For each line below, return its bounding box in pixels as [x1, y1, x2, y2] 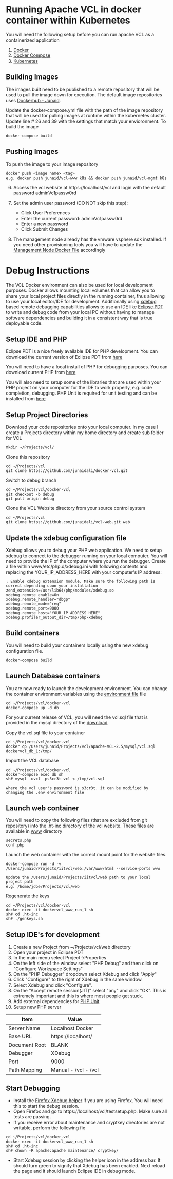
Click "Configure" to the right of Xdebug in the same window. [13, 976, 143, 983]
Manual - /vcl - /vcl [51, 1066, 99, 1073]
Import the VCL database [6, 757, 59, 763]
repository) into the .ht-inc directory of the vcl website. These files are [6, 822, 155, 829]
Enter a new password [21, 221, 69, 227]
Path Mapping [8, 1066, 43, 1073]
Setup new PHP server [13, 1004, 62, 1010]
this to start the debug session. [13, 1103, 79, 1109]
